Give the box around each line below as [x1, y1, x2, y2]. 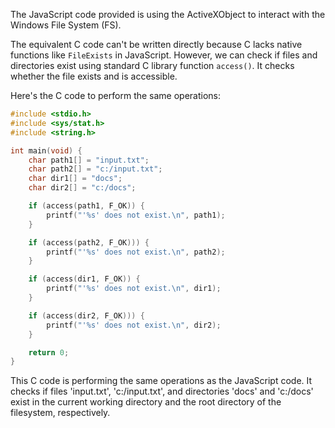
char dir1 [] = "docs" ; [28, 174, 123, 184]
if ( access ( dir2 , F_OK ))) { [28, 310, 145, 321]
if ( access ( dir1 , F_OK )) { [28, 274, 141, 284]
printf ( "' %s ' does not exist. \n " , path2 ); [46, 247, 226, 257]
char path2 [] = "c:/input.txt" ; [28, 164, 163, 174]
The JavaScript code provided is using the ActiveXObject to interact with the [10, 9, 326, 20]
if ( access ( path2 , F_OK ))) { [28, 237, 150, 248]
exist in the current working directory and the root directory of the [10, 396, 282, 408]
